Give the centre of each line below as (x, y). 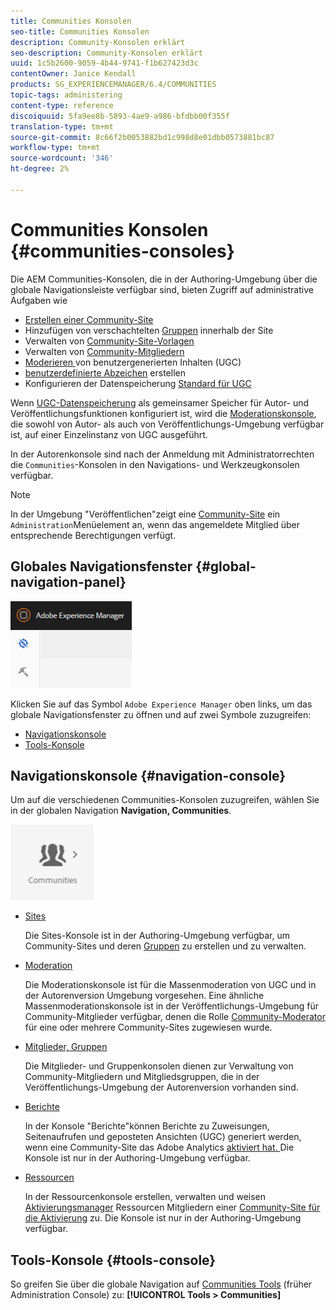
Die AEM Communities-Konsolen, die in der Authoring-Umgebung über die (164, 279)
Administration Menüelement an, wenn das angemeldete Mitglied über (155, 524)
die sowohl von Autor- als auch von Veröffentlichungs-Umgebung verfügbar (167, 424)
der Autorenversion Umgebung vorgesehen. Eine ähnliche (144, 996)
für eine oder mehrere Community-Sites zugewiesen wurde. (148, 1027)
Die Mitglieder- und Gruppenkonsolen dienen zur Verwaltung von (159, 1066)
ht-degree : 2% (40, 169)
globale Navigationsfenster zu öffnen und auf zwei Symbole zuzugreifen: (161, 714)
